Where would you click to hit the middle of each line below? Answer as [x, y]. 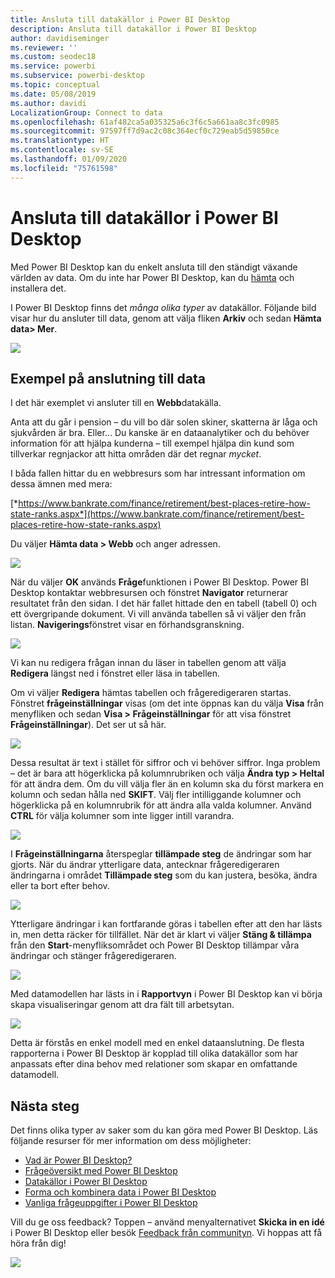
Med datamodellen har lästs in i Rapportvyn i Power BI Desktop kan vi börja [166, 994]
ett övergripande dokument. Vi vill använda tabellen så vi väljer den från [158, 614]
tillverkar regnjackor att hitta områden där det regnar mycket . [136, 454]
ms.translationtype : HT [60, 141]
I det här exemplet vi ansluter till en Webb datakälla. [116, 403]
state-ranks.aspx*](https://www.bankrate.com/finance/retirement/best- [157, 514]
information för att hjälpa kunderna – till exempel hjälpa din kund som [152, 443]
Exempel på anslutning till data [108, 378]
